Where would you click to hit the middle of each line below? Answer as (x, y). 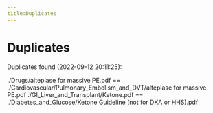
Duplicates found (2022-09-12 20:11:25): (65, 67)
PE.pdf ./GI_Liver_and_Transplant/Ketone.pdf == (75, 94)
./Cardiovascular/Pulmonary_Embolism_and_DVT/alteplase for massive (107, 88)
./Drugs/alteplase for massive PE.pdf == (64, 80)
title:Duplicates (32, 13)
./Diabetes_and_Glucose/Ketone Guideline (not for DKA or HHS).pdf (103, 102)
